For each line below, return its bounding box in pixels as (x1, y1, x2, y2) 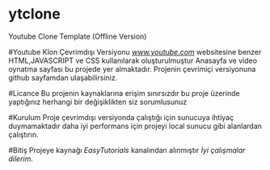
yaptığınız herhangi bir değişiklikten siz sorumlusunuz (8, 97, 188, 106)
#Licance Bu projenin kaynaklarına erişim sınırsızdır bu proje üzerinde (8, 88, 240, 97)
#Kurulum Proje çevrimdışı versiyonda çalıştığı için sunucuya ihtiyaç (8, 112, 234, 122)
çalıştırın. (8, 130, 39, 139)
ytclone (8, 5, 61, 23)
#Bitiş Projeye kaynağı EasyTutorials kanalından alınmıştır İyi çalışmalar (8, 145, 246, 155)
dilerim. (8, 154, 34, 164)
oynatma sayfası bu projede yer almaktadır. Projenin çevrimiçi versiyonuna (8, 64, 256, 73)
